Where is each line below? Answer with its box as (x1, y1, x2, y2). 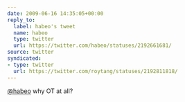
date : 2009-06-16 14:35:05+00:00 (7, 10, 104, 17)
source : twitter (7, 49, 54, 56)
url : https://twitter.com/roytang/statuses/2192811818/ (13, 68, 178, 74)
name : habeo (13, 29, 49, 37)
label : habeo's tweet (13, 23, 76, 30)
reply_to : (7, 17, 36, 23)
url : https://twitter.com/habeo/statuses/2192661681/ (13, 42, 172, 49)
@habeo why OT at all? (7, 87, 73, 95)
